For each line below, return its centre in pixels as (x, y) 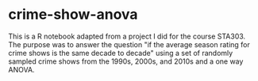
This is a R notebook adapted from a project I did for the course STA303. (127, 36)
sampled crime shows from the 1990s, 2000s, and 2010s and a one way (126, 61)
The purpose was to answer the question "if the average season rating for (129, 44)
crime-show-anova (73, 15)
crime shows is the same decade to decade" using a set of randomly (121, 53)
